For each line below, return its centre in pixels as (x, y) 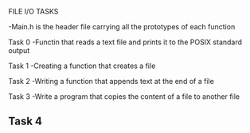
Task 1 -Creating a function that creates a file (82, 66)
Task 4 (25, 122)
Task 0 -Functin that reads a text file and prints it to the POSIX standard (125, 42)
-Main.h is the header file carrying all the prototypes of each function (122, 27)
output (19, 50)
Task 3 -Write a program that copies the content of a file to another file (124, 97)
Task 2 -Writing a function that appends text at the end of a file (111, 81)
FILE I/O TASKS (33, 11)
